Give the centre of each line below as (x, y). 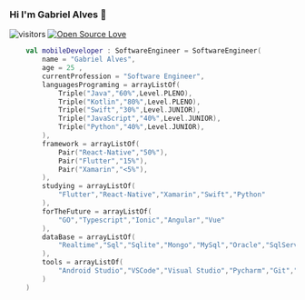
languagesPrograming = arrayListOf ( (111, 85)
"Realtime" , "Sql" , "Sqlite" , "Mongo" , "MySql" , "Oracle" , (162, 245)
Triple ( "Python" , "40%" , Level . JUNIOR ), (131, 127)
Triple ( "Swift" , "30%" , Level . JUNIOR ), (129, 110)
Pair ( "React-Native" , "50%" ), (113, 152)
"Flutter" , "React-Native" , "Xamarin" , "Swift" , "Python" (162, 195)
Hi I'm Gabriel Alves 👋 (58, 15)
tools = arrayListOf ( (83, 263)
